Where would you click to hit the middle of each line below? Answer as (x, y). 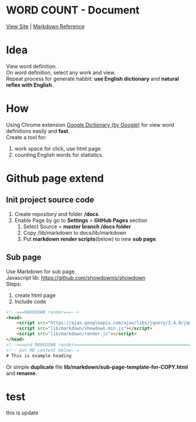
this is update (22, 413)
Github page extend (55, 179)
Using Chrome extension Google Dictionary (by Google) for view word (90, 125)
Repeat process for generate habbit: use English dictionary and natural (92, 78)
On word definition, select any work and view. (61, 72)
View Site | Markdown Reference (45, 26)
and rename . (22, 373)
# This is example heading (39, 356)
